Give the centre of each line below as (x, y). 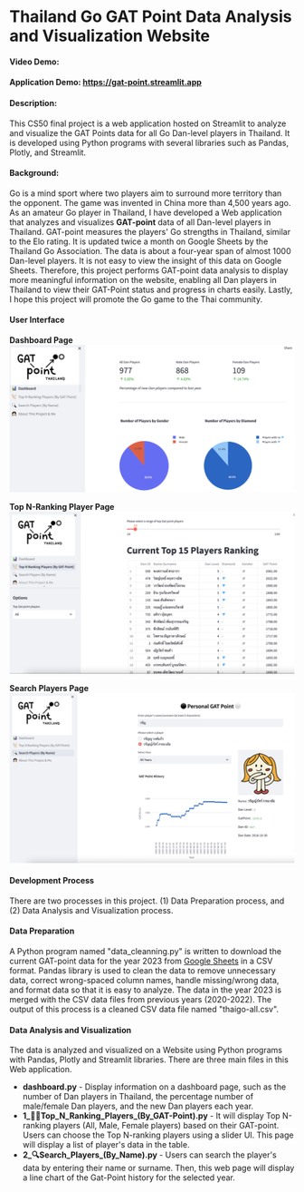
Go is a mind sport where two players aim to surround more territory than (146, 193)
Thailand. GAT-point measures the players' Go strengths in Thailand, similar (150, 231)
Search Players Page (49, 688)
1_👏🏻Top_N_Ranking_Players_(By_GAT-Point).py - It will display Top (151, 1116)
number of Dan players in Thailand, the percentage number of (138, 1097)
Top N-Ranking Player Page (62, 507)
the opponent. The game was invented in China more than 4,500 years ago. (150, 202)
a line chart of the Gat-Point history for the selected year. (128, 1177)
